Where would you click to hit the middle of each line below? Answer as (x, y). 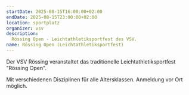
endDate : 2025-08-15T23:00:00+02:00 (52, 17)
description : (22, 34)
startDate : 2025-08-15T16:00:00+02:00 (54, 12)
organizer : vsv (25, 28)
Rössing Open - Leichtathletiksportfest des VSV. (74, 39)
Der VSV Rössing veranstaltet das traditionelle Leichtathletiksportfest (91, 61)
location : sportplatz (33, 23)
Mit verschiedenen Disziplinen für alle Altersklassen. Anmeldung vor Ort (94, 79)
